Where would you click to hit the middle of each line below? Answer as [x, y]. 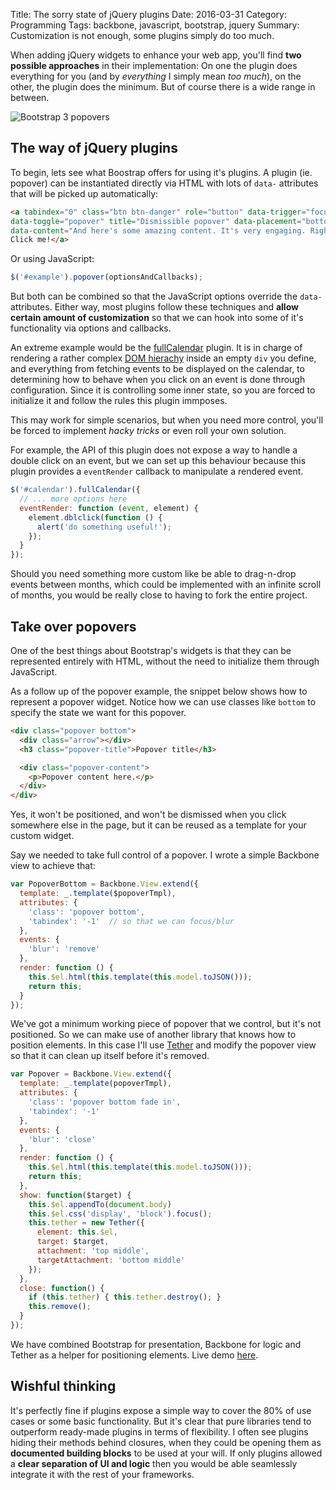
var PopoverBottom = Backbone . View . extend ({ [104, 884]
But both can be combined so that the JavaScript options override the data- [166, 296]
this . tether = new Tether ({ [86, 1223]
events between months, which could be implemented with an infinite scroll [166, 585]
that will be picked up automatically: [84, 193]
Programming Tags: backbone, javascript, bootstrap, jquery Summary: [155, 25]
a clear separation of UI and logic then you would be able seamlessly [154, 1463]
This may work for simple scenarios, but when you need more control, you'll [167, 420]
